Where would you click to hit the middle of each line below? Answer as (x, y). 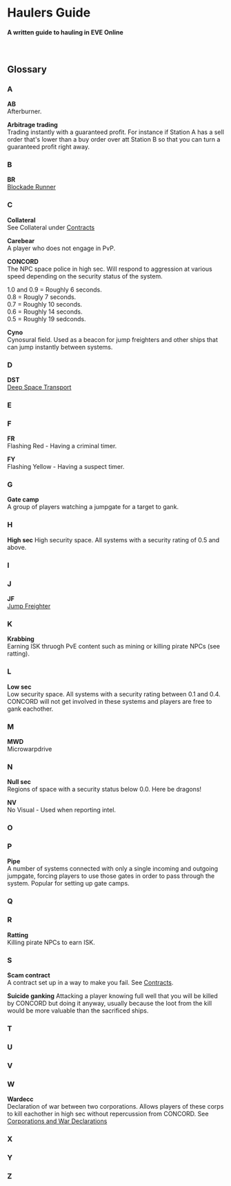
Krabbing (21, 639)
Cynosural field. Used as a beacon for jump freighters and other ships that (113, 339)
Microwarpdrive (30, 749)
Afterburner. (24, 111)
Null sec (19, 782)
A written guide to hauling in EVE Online (66, 32)
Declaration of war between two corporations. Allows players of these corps (115, 1106)
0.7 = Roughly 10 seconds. (45, 304)
